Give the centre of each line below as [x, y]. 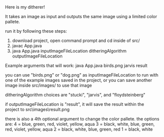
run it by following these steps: [36, 31]
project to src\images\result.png [37, 109]
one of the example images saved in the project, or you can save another [79, 80]
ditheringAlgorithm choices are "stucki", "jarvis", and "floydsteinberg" [75, 95]
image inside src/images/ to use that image [48, 85]
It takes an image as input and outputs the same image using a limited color [81, 16]
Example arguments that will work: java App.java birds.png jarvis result [76, 66]
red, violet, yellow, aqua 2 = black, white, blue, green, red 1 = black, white [79, 129]
